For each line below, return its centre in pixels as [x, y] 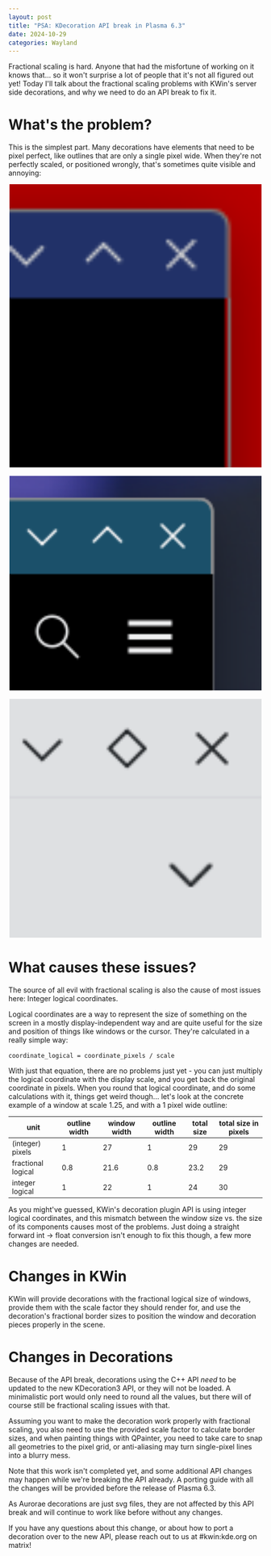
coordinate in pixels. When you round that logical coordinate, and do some [132, 1088]
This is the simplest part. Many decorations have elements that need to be [131, 147]
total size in [239, 1123]
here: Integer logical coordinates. [63, 999]
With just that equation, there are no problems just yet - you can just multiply [135, 1071]
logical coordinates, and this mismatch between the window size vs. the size [135, 1218]
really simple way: [38, 1040]
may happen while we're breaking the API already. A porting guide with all [131, 1479]
